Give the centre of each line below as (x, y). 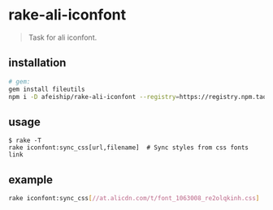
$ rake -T (25, 141)
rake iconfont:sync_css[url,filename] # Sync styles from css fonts (129, 148)
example (31, 180)
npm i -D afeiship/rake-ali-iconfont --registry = (94, 96)
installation (37, 63)
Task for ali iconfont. (63, 37)
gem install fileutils (47, 89)
